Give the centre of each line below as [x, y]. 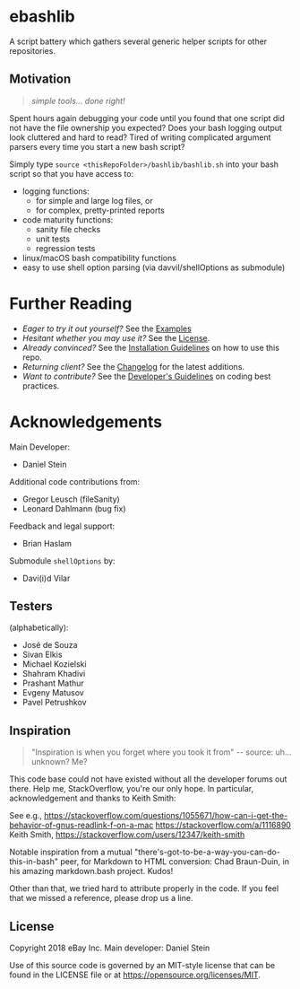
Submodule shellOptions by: [62, 560]
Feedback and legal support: [62, 526]
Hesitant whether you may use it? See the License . [116, 337]
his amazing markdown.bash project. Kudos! [91, 871]
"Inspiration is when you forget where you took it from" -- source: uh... [161, 752]
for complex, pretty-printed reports [100, 210]
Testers [31, 606]
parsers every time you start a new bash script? [97, 146]
